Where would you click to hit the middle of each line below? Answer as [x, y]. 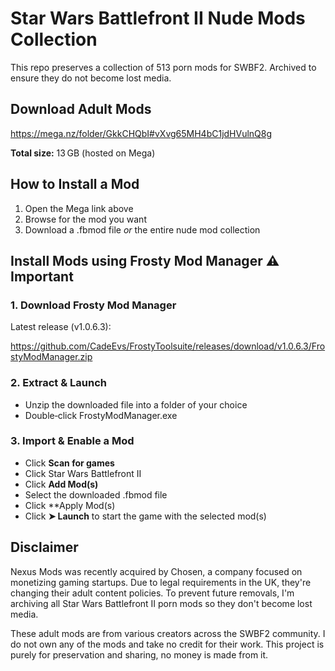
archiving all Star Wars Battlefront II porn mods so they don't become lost [161, 603]
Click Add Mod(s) [61, 484]
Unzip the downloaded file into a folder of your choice [136, 404]
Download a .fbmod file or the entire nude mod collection [142, 229]
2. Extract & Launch [59, 383]
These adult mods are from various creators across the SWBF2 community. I [168, 633]
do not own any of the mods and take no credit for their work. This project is [167, 644]
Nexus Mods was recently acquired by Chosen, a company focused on [156, 571]
